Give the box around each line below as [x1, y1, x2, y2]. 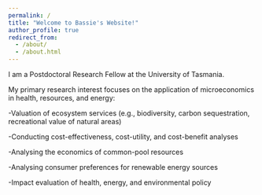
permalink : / [8, 11, 51, 20]
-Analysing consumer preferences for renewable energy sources [8, 163, 219, 171]
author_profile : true [8, 26, 79, 34]
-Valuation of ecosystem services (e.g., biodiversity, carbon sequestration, [8, 109, 250, 118]
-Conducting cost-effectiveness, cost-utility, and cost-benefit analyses [8, 132, 238, 142]
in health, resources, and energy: [8, 94, 116, 102]
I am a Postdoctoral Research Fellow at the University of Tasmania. [8, 70, 225, 79]
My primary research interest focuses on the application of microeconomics [8, 85, 254, 94]
